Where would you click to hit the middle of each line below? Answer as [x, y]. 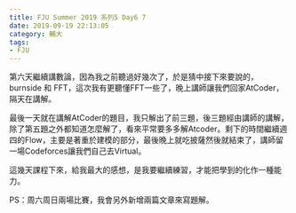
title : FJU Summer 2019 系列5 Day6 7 [78, 17]
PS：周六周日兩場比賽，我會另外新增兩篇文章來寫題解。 [112, 200]
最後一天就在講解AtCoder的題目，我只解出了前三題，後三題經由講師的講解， [149, 118]
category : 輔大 [36, 34]
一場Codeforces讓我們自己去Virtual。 [78, 151]
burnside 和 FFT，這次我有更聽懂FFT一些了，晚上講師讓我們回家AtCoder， [147, 88]
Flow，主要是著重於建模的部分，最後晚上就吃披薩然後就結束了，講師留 [154, 140]
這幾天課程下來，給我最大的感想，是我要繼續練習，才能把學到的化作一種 [141, 170]
